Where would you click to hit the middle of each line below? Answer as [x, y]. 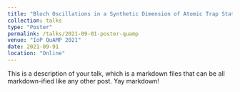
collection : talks [35, 21]
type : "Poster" [30, 27]
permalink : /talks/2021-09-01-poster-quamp [73, 34]
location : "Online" [36, 54]
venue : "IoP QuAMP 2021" [44, 40]
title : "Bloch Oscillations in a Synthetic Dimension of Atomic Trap [113, 14]
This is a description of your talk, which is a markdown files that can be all [116, 73]
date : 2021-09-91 [33, 47]
